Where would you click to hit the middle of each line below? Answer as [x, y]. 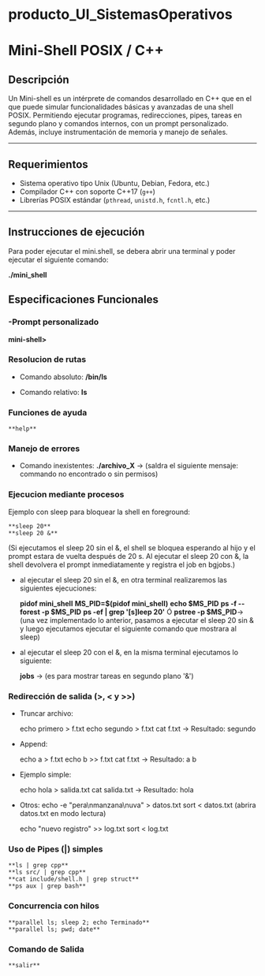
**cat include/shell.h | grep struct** [74, 879]
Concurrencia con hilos [54, 906]
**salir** [24, 965]
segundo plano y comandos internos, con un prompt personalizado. [118, 124]
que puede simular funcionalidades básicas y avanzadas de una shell [121, 107]
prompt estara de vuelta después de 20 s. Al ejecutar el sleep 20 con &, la [129, 556]
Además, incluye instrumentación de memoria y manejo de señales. [118, 132]
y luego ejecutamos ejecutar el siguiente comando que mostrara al [128, 628]
